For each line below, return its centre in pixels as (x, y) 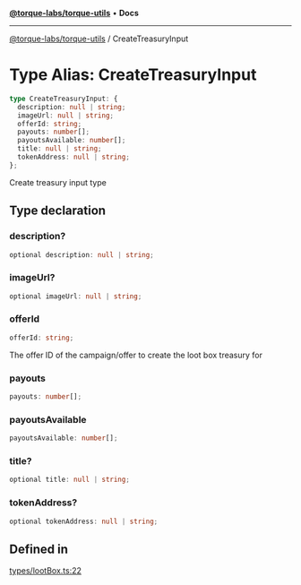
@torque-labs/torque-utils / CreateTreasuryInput (99, 39)
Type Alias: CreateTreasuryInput (133, 75)
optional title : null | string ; (69, 480)
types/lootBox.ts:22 (46, 571)
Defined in (39, 549)
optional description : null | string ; (82, 254)
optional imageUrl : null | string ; (76, 296)
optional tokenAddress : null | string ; (84, 521)
